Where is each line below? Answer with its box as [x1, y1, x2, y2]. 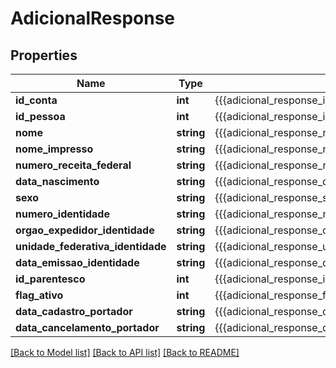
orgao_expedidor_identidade [15, 223, 155, 237]
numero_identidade [15, 207, 110, 221]
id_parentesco [15, 272, 86, 286]
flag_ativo [15, 288, 64, 302]
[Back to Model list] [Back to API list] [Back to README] [10, 347, 240, 358]
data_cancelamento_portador [15, 321, 160, 334]
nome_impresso [15, 142, 94, 156]
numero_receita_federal [15, 158, 132, 172]
